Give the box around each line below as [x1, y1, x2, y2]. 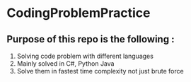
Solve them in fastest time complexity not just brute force [16, 67, 185, 75]
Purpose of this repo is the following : [6, 33, 175, 45]
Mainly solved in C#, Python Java [16, 59, 115, 68]
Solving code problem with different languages [16, 52, 154, 60]
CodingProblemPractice [6, 5, 151, 21]
